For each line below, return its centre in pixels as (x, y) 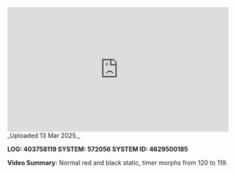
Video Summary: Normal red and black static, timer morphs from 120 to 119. (118, 162)
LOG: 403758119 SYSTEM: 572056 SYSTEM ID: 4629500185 (98, 149)
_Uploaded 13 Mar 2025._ (44, 135)
